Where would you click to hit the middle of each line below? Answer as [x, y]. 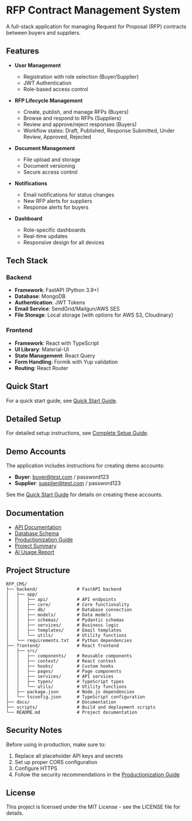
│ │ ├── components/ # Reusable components [69, 656]
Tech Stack [27, 261]
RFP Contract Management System [93, 10]
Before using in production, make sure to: [56, 744]
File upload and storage [52, 160]
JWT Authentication [47, 83]
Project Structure [38, 570]
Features [23, 51]
